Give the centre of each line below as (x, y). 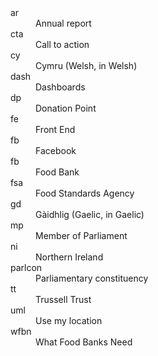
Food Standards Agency (85, 193)
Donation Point (66, 108)
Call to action (62, 44)
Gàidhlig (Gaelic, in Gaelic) (90, 214)
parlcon (26, 267)
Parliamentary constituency (92, 278)
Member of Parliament (81, 235)
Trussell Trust (63, 299)
